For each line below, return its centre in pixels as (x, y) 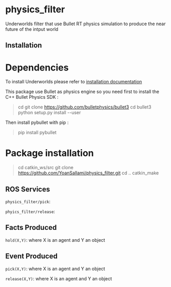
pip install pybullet (37, 133)
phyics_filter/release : (30, 211)
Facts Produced (31, 228)
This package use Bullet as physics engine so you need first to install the (82, 92)
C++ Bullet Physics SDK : (32, 97)
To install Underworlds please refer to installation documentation (74, 82)
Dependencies (37, 67)
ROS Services (28, 189)
